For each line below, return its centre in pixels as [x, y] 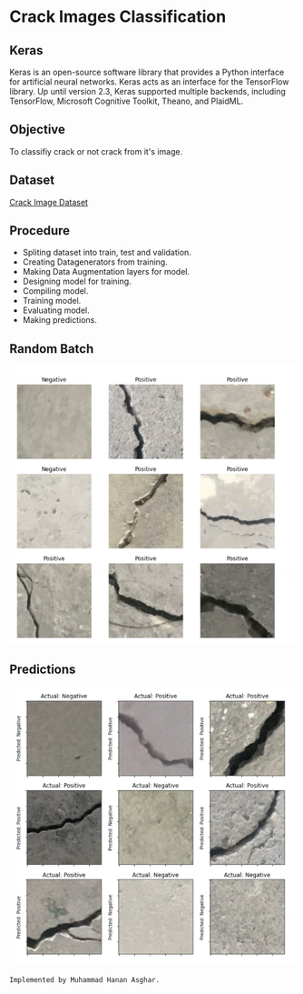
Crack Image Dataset [49, 202]
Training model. [52, 301]
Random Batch [52, 349]
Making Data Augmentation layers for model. [106, 272]
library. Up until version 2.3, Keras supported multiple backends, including [147, 91]
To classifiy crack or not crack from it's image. [96, 151]
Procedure [40, 231]
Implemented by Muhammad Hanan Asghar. [85, 979]
